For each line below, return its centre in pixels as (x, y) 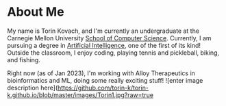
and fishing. (24, 59)
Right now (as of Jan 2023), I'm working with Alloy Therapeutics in (101, 73)
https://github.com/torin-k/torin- (103, 88)
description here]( (33, 88)
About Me (36, 12)
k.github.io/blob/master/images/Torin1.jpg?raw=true (80, 95)
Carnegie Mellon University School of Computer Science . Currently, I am (109, 38)
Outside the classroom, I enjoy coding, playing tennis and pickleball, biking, (113, 53)
